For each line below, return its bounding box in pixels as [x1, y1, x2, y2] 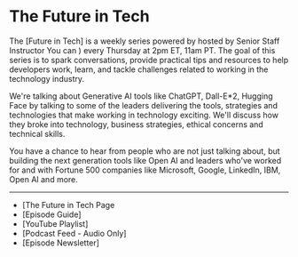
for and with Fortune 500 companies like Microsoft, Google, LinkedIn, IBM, [9, 165, 281, 175]
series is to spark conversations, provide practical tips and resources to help [9, 54, 289, 65]
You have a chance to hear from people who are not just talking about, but [9, 145, 281, 157]
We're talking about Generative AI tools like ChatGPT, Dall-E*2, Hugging [9, 91, 273, 101]
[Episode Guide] [21, 209, 82, 220]
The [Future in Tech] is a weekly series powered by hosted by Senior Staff [9, 36, 280, 46]
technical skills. [9, 128, 66, 139]
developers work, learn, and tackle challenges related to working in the [9, 64, 269, 75]
